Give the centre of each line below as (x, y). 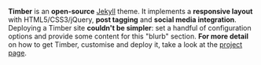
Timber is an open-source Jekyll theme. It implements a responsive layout (130, 11)
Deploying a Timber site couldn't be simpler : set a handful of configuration (130, 28)
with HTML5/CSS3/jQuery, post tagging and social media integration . (123, 20)
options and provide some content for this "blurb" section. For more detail (129, 36)
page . (18, 53)
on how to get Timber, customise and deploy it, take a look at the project (125, 45)
